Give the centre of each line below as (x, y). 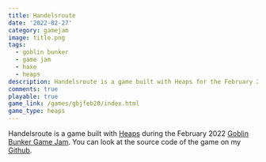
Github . (20, 150)
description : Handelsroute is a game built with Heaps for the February (131, 81)
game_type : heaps (37, 111)
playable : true (33, 96)
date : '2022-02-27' (40, 23)
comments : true (33, 89)
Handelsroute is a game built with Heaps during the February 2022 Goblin (129, 134)
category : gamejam (38, 30)
